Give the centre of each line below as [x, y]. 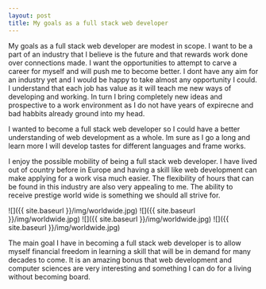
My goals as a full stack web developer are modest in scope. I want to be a [131, 45]
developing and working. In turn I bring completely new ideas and [116, 96]
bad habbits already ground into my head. [77, 113]
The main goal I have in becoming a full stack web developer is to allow [125, 243]
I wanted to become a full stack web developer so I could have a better [124, 129]
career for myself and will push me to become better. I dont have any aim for [133, 71]
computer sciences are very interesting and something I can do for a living [130, 268]
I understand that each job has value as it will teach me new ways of [120, 88]
